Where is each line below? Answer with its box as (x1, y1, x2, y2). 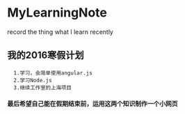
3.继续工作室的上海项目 (13, 84, 72, 91)
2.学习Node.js (13, 77, 52, 84)
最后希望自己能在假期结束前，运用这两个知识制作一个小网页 (7, 99, 178, 108)
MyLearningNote (7, 5, 108, 21)
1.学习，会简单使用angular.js (13, 69, 92, 77)
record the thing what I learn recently (7, 28, 113, 36)
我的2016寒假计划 (7, 50, 85, 61)
